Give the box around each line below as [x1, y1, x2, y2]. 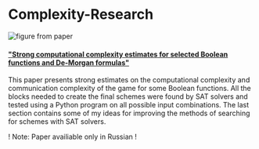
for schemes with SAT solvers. [8, 117, 106, 126]
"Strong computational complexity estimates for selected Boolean [8, 49, 228, 59]
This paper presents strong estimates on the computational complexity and [8, 75, 250, 85]
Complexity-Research [8, 5, 154, 24]
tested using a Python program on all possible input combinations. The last [8, 100, 249, 110]
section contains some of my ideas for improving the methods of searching [8, 108, 250, 118]
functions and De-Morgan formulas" [8, 57, 130, 67]
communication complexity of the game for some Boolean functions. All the [8, 84, 252, 93]
